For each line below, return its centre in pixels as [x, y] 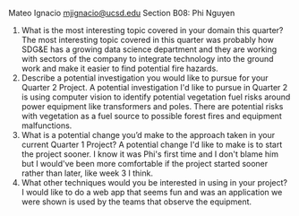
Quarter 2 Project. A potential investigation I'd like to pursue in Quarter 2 [154, 87]
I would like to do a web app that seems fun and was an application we [152, 192]
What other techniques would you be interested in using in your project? [154, 182]
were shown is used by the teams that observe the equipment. [137, 202]
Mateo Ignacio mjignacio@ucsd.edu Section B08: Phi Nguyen [122, 13]
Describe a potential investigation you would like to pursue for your [145, 78]
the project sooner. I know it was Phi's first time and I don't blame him [150, 154]
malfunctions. [47, 125]
